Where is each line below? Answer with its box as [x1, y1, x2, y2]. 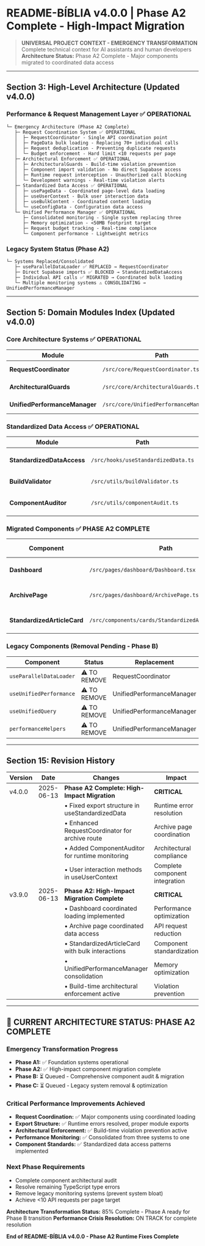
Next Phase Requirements [6, 1162, 85, 1171]
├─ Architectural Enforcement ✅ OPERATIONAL [14, 156, 131, 162]
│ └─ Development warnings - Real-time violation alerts [14, 177, 165, 183]
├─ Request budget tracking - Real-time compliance [22, 225, 157, 231]
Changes [92, 773, 120, 782]
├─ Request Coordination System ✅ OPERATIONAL [14, 129, 136, 135]
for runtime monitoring [63, 851, 129, 860]
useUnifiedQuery [9, 707, 57, 715]
